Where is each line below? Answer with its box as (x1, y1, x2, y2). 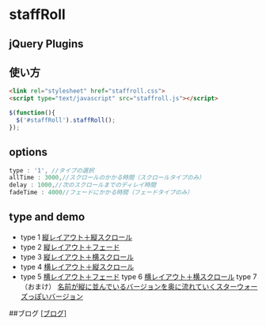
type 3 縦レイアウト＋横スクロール (20, 251, 134, 262)
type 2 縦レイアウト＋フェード (20, 242, 120, 251)
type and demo (9, 210, 85, 224)
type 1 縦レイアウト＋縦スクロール (20, 232, 133, 242)
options (9, 145, 48, 159)
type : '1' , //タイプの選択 (9, 166, 94, 175)
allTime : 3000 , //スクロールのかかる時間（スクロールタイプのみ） (9, 174, 205, 182)
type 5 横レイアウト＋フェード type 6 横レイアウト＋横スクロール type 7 (20, 271, 257, 282)
